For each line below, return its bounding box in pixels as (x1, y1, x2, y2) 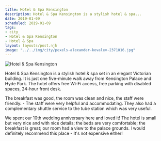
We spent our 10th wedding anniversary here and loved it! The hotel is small (5, 115, 157, 121)
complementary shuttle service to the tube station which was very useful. (5, 105, 152, 111)
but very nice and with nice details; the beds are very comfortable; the (5, 120, 145, 126)
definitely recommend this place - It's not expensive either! (5, 130, 123, 136)
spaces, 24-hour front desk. (5, 86, 62, 92)
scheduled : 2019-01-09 (5, 20, 51, 26)
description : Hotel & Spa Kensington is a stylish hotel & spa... (5, 12, 142, 16)
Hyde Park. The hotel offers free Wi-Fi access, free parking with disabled (5, 80, 151, 86)
